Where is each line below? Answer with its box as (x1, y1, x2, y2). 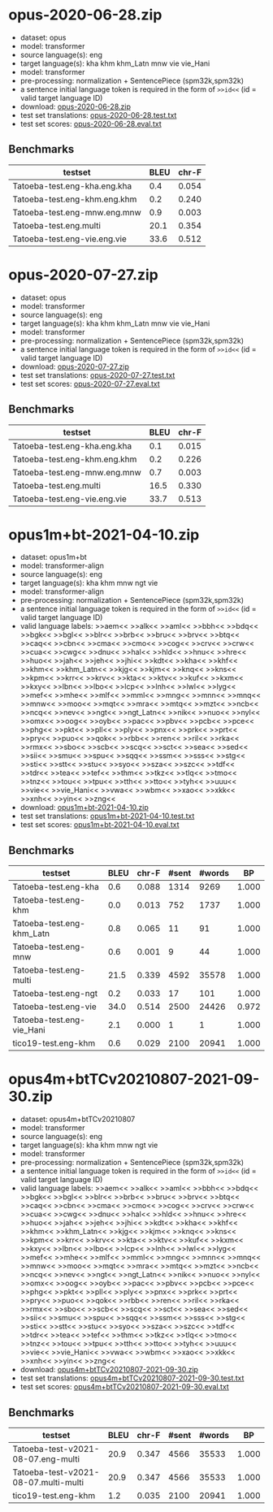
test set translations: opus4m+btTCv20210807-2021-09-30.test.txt (19, 1373, 245, 1383)
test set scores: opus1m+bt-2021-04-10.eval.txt (19, 820, 180, 830)
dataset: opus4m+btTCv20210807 (19, 1115, 136, 1124)
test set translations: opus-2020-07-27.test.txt (19, 370, 175, 379)
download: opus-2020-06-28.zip (19, 102, 132, 111)
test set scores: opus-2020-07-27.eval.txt (19, 379, 160, 388)
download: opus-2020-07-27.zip (19, 362, 130, 371)
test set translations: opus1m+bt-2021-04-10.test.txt (19, 811, 195, 821)
